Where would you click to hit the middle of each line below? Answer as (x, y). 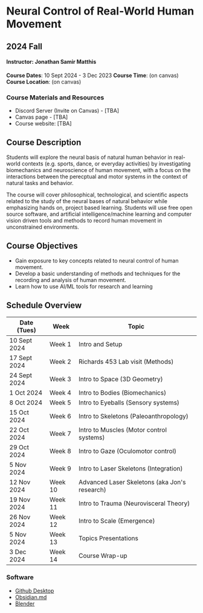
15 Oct (19, 412)
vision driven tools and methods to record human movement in (84, 220)
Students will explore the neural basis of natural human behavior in (89, 157)
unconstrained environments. (43, 227)
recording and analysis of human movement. (71, 280)
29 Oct (19, 447)
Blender (25, 603)
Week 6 (60, 416)
